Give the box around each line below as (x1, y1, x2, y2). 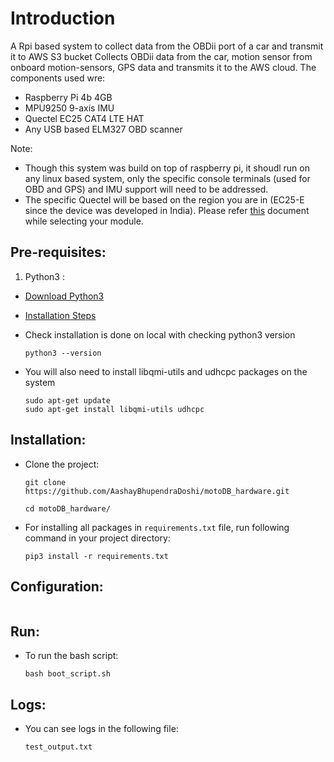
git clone (24, 477, 67, 487)
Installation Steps (24, 309, 97, 321)
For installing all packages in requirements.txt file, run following (24, 521, 290, 533)
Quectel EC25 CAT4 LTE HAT (24, 112, 145, 124)
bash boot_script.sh (24, 669, 111, 679)
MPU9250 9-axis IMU (24, 102, 115, 114)
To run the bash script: (24, 650, 119, 662)
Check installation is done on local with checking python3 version (24, 328, 296, 341)
